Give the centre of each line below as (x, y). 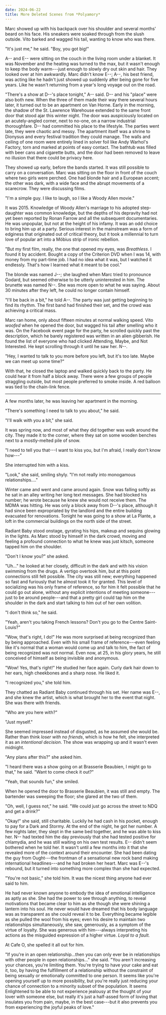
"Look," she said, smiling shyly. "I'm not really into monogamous (70, 474)
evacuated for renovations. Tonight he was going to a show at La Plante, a (80, 516)
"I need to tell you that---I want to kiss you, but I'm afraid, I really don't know (83, 450)
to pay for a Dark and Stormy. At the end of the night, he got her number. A (81, 826)
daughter (14, 213)
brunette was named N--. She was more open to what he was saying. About (83, 285)
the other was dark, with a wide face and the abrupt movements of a (75, 183)
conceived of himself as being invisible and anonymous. (62, 658)
